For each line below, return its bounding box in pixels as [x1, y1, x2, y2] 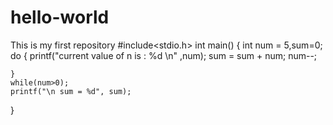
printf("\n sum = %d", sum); [10, 86, 132, 96]
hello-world [10, 6, 110, 29]
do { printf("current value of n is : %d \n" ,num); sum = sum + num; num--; [10, 49, 318, 61]
